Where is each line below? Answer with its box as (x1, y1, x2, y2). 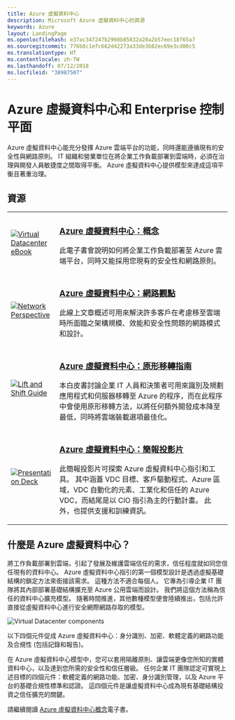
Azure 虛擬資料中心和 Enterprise (7, 101, 197, 117)
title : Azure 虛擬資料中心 (7, 10, 80, 18)
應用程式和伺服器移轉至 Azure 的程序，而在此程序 (59, 391, 223, 401)
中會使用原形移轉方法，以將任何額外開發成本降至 (59, 401, 220, 411)
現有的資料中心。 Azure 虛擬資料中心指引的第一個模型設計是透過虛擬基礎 (13, 568, 224, 576)
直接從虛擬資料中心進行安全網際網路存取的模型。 (7, 603, 148, 611)
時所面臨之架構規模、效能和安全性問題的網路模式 (59, 319, 220, 328)
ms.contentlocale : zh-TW (7, 56, 80, 63)
